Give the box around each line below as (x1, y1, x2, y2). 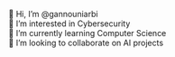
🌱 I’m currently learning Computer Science (8, 28, 167, 38)
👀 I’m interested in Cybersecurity (8, 18, 131, 29)
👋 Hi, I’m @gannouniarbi (8, 9, 98, 19)
